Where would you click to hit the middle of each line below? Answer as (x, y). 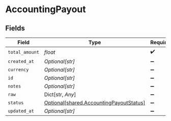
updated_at (21, 111)
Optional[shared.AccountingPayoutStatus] (95, 103)
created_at (21, 61)
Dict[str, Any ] (60, 94)
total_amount (24, 52)
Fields (15, 28)
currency (18, 70)
